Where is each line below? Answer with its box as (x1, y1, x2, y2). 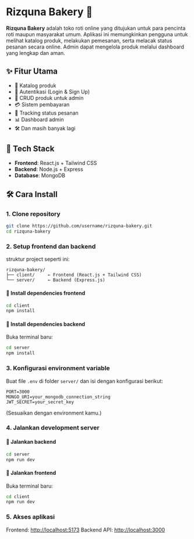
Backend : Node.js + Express (14, 165, 83, 172)
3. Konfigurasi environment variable (6, 364, 110, 372)
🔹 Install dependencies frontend (6, 289, 86, 296)
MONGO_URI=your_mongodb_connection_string (6, 394, 111, 400)
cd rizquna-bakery (6, 229, 51, 234)
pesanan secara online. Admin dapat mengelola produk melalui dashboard (6, 43, 185, 50)
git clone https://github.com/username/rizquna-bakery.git (6, 223, 153, 229)
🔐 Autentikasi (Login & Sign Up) (14, 88, 90, 95)
